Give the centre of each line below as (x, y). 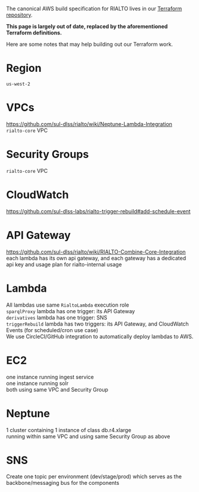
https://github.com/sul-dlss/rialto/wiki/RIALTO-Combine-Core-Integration (96, 251)
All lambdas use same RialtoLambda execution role (68, 305)
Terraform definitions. (34, 33)
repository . (19, 15)
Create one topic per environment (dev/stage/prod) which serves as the (94, 477)
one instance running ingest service (50, 377)
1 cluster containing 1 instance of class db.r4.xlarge (69, 430)
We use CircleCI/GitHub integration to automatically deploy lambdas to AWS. (100, 336)
